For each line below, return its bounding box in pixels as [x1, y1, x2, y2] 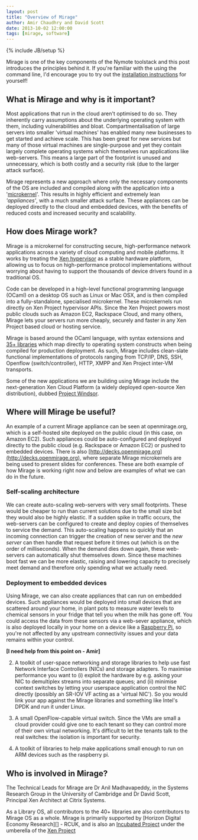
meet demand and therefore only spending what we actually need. [6, 564, 168, 571]
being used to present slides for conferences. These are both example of [6, 460, 184, 467]
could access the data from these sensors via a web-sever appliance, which [6, 618, 192, 625]
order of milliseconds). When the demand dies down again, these [6, 545, 165, 552]
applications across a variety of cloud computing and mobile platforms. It [6, 248, 184, 256]
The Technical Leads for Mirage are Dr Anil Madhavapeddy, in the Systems [6, 784, 189, 791]
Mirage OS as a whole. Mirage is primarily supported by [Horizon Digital [6, 814, 181, 821]
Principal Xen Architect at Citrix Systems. [6, 796, 106, 803]
